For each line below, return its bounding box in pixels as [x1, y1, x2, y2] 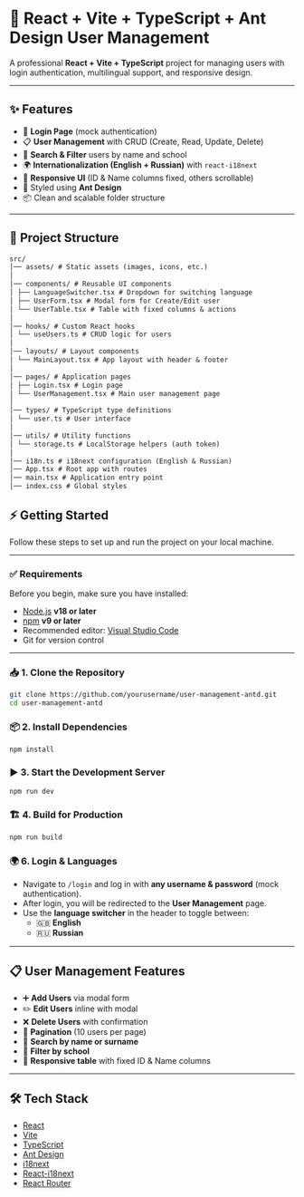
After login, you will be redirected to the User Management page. [22, 898, 267, 909]
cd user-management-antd [9, 699, 103, 708]
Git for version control [22, 634, 105, 646]
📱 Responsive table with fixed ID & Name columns [22, 1055, 211, 1066]
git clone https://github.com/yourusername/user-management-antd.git [9, 690, 278, 700]
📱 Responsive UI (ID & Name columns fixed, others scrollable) [22, 172, 254, 183]
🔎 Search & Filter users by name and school [22, 149, 187, 159]
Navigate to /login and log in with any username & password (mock [22, 879, 279, 890]
